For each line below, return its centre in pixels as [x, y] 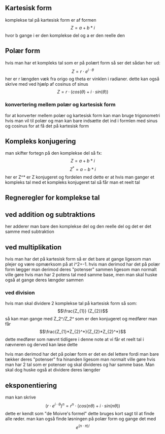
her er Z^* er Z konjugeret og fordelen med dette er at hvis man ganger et [80, 177]
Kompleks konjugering [41, 141]
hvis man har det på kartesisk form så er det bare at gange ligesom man [78, 259]
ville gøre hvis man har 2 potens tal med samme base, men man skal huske [81, 275]
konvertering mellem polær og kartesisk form [60, 104]
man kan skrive [20, 397]
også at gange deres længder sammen [44, 280]
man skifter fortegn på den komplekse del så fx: [54, 153]
